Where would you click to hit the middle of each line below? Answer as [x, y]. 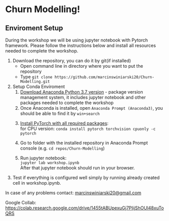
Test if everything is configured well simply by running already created [86, 178]
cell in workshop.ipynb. [37, 183]
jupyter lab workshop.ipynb [50, 163]
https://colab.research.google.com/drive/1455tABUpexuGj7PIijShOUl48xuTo [85, 208]
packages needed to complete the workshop [67, 103]
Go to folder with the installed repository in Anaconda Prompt [84, 143]
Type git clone [36, 77]
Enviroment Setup [34, 28]
